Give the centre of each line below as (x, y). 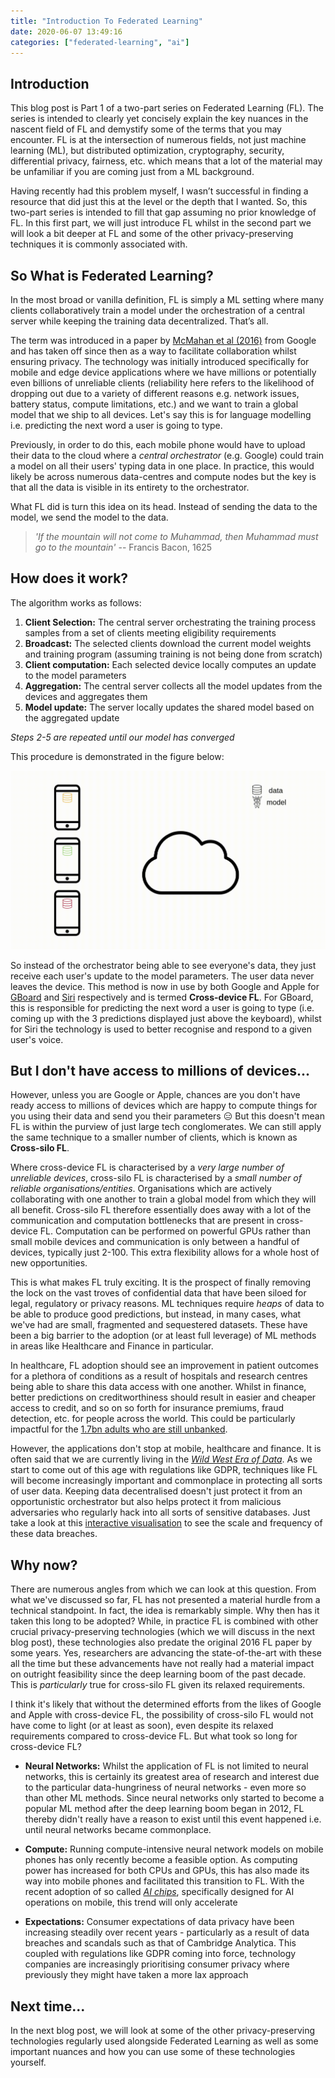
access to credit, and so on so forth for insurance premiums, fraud (147, 1408)
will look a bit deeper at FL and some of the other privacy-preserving (152, 234)
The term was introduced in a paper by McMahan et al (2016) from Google (163, 340)
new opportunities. (49, 1263)
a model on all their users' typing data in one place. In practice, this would (162, 466)
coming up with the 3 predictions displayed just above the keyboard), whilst (166, 1018)
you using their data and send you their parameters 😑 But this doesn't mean (167, 1116)
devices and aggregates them (86, 696)
